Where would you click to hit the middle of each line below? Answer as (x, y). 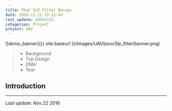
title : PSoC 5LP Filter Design (39, 10)
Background (38, 54)
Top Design (38, 59)
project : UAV (19, 29)
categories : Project (27, 24)
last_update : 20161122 (29, 19)
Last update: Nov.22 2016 (33, 103)
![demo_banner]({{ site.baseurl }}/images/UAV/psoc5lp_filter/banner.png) (83, 43)
